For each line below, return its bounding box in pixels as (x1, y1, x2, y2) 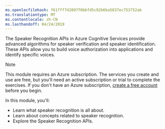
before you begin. (5, 87, 43, 94)
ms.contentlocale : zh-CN (5, 17, 58, 22)
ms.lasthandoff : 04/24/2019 (5, 21, 65, 27)
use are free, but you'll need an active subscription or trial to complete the (5, 77, 160, 83)
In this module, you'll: (5, 98, 50, 104)
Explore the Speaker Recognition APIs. (12, 118, 93, 124)
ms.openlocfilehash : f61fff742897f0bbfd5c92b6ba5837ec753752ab (5, 7, 142, 13)
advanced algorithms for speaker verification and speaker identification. (5, 41, 156, 47)
